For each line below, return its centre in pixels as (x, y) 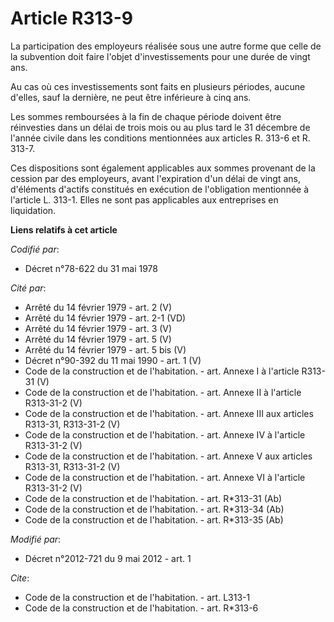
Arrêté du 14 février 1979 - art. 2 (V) (98, 307)
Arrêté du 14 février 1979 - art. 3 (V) (98, 328)
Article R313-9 (71, 18)
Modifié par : (36, 539)
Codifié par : (35, 249)
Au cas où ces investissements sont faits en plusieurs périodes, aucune (158, 86)
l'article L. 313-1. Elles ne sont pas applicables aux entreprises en (144, 199)
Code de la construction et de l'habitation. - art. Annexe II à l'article (163, 392)
